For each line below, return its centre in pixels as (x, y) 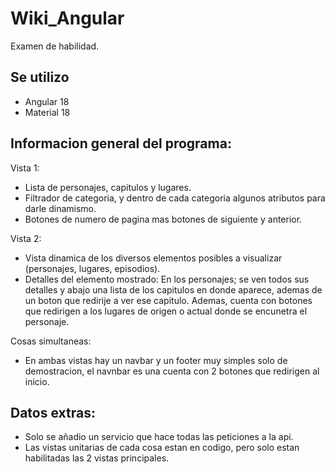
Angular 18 (47, 101)
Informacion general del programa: (121, 143)
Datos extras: (53, 412)
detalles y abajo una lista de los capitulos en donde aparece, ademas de (173, 289)
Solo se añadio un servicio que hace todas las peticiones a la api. (159, 437)
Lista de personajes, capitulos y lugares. (108, 187)
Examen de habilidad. (55, 46)
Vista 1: (25, 168)
